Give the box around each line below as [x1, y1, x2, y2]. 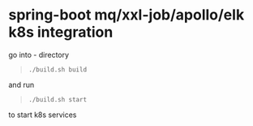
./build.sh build [28, 65, 88, 74]
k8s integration [8, 23, 114, 41]
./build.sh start [28, 95, 88, 103]
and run [8, 80, 35, 89]
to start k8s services [8, 110, 77, 119]
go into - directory [8, 50, 70, 59]
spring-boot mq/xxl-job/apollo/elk [8, 6, 245, 24]
